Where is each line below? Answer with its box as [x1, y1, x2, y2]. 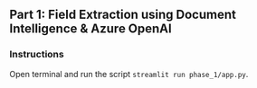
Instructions [9, 48, 65, 61]
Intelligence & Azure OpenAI [9, 22, 172, 37]
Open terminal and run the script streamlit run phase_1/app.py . [9, 68, 249, 79]
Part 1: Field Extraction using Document [9, 7, 237, 22]
